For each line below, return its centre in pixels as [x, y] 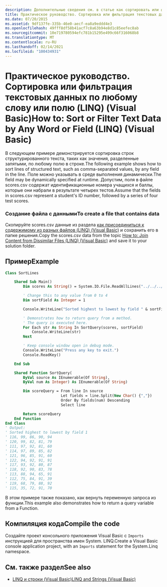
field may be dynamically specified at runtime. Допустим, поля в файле [79, 180]
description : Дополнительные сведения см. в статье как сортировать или [82, 10]
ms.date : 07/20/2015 [27, 19]
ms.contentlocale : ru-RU [31, 42]
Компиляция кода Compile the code [63, 524]
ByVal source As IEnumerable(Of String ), [67, 377]
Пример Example [32, 262]
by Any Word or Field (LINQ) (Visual [80, 129]
